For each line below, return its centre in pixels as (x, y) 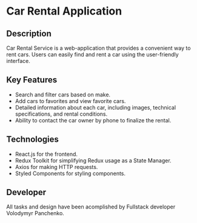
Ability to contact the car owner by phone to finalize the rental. (93, 120)
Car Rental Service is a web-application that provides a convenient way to (98, 48)
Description (29, 34)
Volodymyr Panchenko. (35, 213)
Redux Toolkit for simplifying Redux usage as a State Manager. (93, 160)
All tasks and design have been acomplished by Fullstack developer (91, 207)
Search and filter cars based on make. (63, 95)
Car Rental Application (64, 11)
